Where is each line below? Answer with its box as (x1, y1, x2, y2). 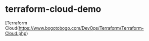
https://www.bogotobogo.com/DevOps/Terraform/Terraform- (18, 25, 144, 31)
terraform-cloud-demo (5, 3, 101, 15)
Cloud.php (5, 30, 27, 36)
